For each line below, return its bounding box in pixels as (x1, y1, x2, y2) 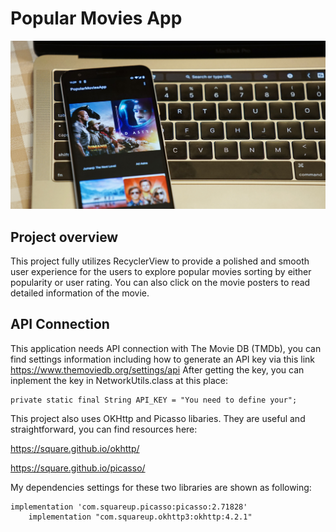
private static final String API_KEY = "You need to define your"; (10, 395, 298, 405)
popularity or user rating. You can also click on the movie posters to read (10, 276, 311, 288)
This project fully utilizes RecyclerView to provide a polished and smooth (10, 255, 310, 267)
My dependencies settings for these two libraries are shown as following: (10, 481, 312, 493)
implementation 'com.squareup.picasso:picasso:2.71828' (10, 502, 248, 512)
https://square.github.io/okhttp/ (10, 442, 140, 454)
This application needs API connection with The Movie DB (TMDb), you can (10, 342, 322, 354)
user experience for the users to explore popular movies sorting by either (10, 265, 312, 277)
